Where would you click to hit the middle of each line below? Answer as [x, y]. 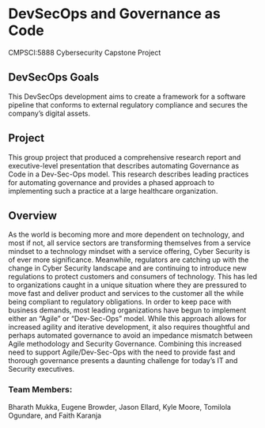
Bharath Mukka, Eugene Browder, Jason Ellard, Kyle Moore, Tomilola [120, 407]
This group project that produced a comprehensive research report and [125, 157]
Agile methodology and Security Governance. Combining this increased [125, 344]
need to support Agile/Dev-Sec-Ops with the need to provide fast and [122, 352]
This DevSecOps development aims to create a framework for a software [127, 97]
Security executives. [42, 369]
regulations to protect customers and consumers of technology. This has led [132, 277]
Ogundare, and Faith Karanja [55, 415]
